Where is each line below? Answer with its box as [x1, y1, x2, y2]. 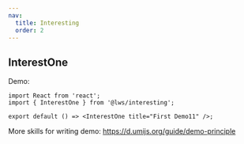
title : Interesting [15, 19, 80, 27]
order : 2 [15, 26, 44, 34]
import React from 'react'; [8, 92, 101, 100]
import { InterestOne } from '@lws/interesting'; [8, 99, 175, 107]
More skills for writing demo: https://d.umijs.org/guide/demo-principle [8, 127, 236, 136]
